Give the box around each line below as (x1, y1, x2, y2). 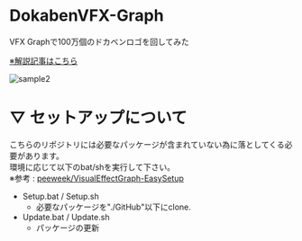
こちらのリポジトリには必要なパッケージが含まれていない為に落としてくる (9, 138, 286, 149)
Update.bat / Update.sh (22, 211, 110, 222)
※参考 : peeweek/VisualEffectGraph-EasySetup (9, 173, 185, 183)
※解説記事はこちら (9, 55, 78, 66)
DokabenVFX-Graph (9, 5, 164, 26)
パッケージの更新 (35, 222, 100, 233)
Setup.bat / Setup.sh (22, 191, 99, 201)
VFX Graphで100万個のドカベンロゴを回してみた (9, 36, 189, 47)
